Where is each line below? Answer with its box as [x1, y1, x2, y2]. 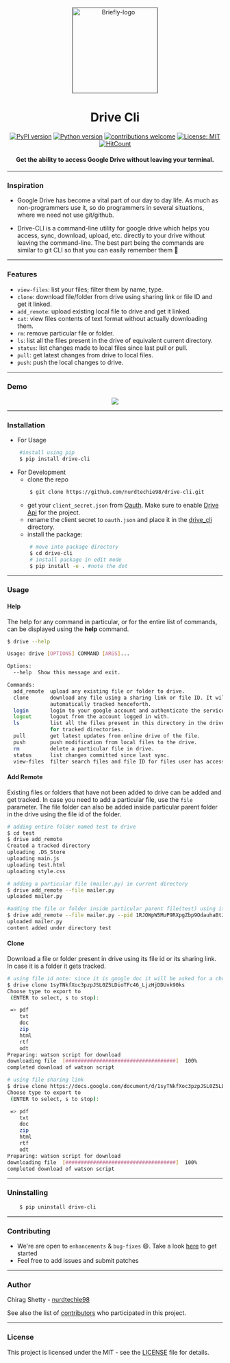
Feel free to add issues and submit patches [16, 1256, 139, 1264]
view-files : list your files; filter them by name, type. [16, 285, 164, 294]
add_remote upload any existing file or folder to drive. [13, 687, 186, 695]
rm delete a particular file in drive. [13, 745, 155, 752]
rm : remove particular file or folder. [16, 329, 114, 337]
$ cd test [7, 829, 36, 837]
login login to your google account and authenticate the [13, 707, 201, 714]
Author [7, 1280, 31, 1290]
